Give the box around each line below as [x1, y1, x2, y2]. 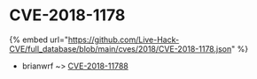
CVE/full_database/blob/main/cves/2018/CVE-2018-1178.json [9, 43, 232, 54]
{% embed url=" [9, 34, 69, 45]
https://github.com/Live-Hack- [67, 34, 180, 45]
